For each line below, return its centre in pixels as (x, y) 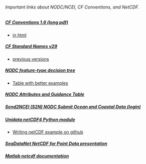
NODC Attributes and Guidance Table (45, 94)
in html (19, 35)
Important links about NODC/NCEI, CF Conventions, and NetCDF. (72, 7)
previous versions (31, 59)
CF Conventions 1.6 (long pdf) (37, 22)
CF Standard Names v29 (31, 46)
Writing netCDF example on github (48, 132)
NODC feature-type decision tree (40, 70)
